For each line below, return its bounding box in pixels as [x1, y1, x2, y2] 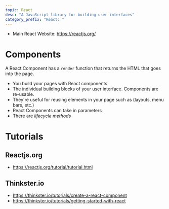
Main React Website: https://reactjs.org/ [12, 31, 96, 37]
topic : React [5, 7, 33, 13]
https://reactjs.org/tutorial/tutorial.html [12, 164, 93, 170]
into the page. [5, 71, 34, 77]
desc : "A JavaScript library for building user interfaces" [5, 12, 135, 17]
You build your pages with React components [12, 81, 108, 87]
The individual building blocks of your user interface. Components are [12, 86, 159, 92]
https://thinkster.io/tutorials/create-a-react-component [12, 192, 128, 198]
